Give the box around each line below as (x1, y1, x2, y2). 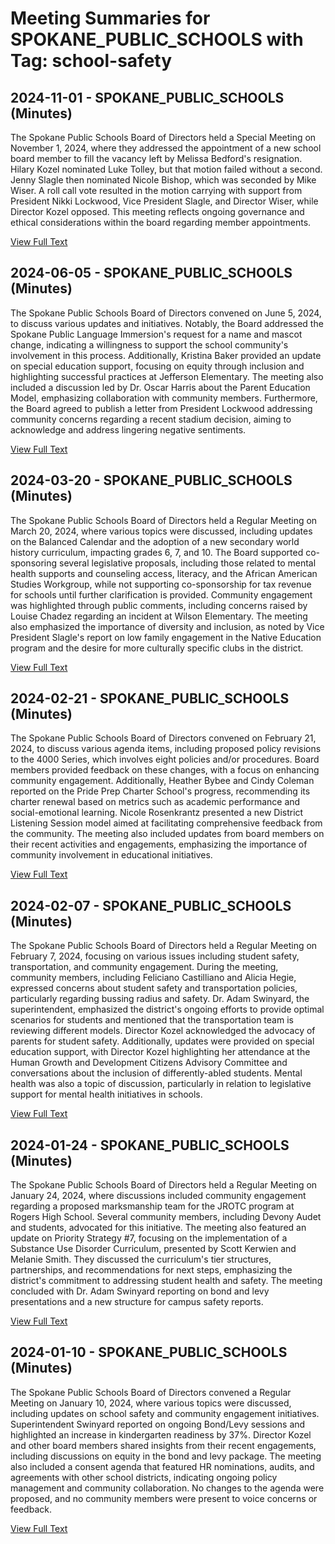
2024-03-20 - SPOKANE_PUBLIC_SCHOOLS (10, 472, 293, 489)
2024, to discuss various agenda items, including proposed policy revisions (10, 743, 322, 755)
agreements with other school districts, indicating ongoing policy (10, 1471, 278, 1483)
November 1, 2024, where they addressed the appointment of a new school (10, 142, 322, 154)
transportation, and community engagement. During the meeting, (10, 961, 279, 973)
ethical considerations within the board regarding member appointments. (10, 217, 312, 228)
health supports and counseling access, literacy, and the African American (10, 567, 318, 579)
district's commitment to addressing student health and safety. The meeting (10, 1275, 323, 1287)
